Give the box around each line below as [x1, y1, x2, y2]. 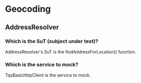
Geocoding [5, 3, 51, 15]
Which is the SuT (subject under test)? [5, 38, 98, 45]
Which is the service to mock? [5, 61, 78, 68]
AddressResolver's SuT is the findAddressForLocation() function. [5, 49, 137, 55]
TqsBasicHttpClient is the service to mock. [5, 72, 91, 78]
